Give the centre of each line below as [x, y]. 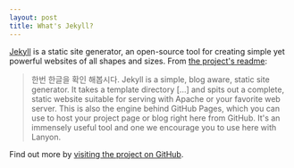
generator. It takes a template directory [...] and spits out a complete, [157, 89]
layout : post [34, 17]
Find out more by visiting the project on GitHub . [97, 154]
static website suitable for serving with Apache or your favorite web [156, 98]
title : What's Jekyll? [51, 26]
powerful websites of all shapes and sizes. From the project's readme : [139, 61]
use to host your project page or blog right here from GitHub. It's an [155, 118]
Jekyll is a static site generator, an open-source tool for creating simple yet [147, 51]
